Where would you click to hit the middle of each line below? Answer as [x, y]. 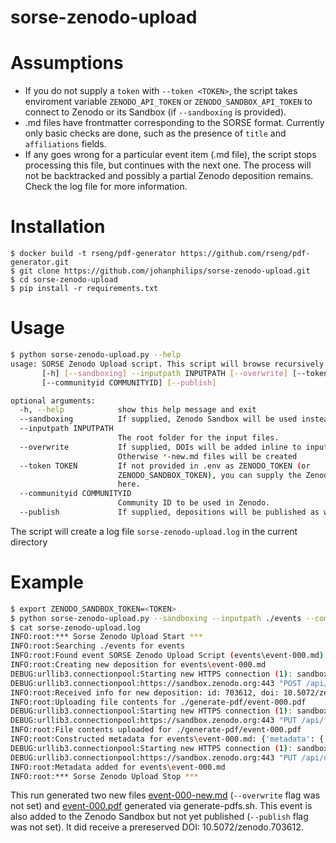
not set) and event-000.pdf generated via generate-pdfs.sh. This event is [161, 806]
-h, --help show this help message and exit [138, 410]
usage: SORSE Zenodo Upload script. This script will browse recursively [167, 364]
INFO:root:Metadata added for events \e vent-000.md [118, 767]
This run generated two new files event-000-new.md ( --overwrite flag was [165, 795]
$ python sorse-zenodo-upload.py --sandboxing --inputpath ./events [156, 618]
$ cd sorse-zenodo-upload [64, 280]
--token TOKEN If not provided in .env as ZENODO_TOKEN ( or [165, 466]
